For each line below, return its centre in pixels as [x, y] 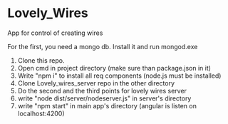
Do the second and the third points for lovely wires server [102, 91]
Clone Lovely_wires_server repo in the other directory [96, 83]
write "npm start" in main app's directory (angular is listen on [107, 105]
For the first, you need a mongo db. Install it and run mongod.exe [103, 46]
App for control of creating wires [55, 33]
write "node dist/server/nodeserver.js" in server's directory [104, 98]
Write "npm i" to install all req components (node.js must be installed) [119, 76]
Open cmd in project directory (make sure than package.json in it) [114, 68]
